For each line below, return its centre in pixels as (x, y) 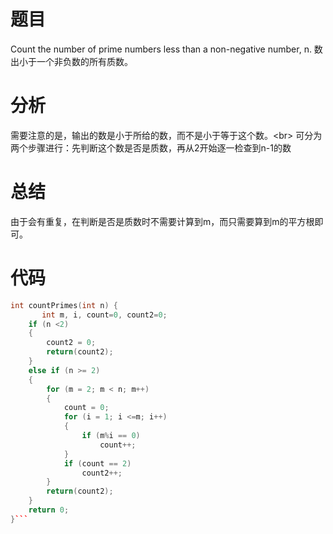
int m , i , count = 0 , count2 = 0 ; (104, 315)
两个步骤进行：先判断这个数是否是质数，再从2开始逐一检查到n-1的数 (151, 147)
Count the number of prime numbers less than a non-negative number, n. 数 (166, 49)
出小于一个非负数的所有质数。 (71, 61)
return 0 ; (49, 510)
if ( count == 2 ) (97, 463)
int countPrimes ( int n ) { (64, 305)
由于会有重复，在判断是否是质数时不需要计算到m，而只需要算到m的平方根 (162, 221)
